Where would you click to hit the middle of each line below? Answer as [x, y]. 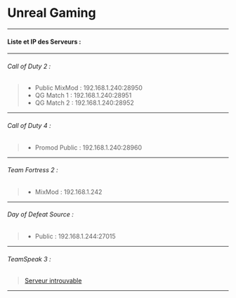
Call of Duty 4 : [29, 125]
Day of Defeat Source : [40, 214]
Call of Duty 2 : [29, 66]
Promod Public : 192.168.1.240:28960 [88, 147]
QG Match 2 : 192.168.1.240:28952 [85, 103]
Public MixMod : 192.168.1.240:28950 [88, 88]
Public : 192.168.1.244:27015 [75, 236]
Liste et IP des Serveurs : [44, 41]
